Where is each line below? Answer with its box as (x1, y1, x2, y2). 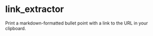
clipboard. (5, 25, 26, 31)
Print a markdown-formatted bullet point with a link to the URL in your (5, 20, 148, 26)
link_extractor (5, 3, 64, 15)
